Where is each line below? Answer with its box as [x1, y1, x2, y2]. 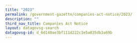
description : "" [5, 16, 39, 21]
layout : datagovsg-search [5, 26, 59, 31]
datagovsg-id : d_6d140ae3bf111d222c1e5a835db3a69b [5, 30, 113, 35]
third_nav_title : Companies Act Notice [5, 21, 88, 26]
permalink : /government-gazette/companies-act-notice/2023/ [5, 12, 133, 17]
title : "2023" [5, 7, 35, 12]
